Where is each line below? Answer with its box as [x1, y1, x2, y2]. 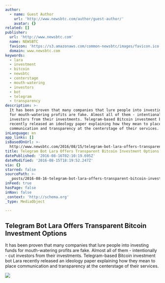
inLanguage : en [5, 131, 36, 136]
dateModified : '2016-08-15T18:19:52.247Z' [5, 158, 93, 163]
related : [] [5, 26, 29, 30]
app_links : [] [5, 135, 34, 140]
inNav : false [5, 190, 32, 195]
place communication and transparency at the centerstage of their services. [5, 263, 159, 269]
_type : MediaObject [5, 199, 45, 204]
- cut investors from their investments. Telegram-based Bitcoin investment [5, 253, 156, 258]
